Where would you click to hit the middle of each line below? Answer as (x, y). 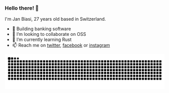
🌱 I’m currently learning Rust (42, 39)
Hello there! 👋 (22, 8)
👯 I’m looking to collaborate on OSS (49, 34)
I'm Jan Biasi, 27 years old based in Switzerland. (55, 19)
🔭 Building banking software (42, 29)
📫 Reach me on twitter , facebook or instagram (61, 45)
